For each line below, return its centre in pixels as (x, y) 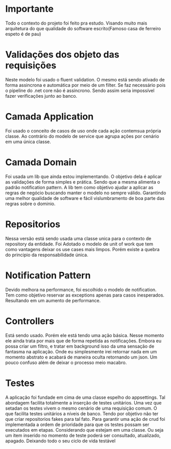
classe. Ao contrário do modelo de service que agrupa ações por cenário (82, 136)
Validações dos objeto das (62, 55)
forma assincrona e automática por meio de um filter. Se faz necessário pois (86, 85)
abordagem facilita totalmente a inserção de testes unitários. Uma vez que (83, 402)
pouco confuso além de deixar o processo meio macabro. (66, 362)
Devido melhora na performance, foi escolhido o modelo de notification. (81, 289)
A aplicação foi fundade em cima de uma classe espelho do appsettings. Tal (86, 397)
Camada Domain (41, 162)
